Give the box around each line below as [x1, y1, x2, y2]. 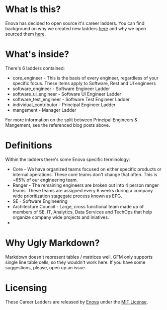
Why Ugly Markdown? [5, 238, 100, 249]
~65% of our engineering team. [12, 177, 78, 183]
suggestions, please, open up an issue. [5, 264, 87, 270]
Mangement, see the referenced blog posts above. [5, 122, 111, 128]
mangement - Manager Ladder [12, 107, 76, 113]
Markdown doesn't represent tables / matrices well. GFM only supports [5, 254, 153, 260]
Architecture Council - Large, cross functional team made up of [12, 203, 144, 209]
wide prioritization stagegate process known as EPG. [12, 193, 122, 199]
